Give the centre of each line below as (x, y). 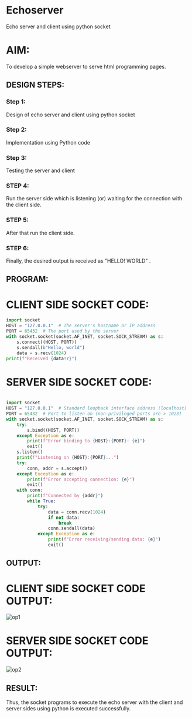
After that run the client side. (40, 233)
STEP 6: (18, 248)
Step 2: (17, 130)
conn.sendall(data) (71, 529)
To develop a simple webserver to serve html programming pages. (86, 66)
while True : (42, 501)
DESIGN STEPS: (35, 85)
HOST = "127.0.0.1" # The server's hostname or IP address (81, 326)
